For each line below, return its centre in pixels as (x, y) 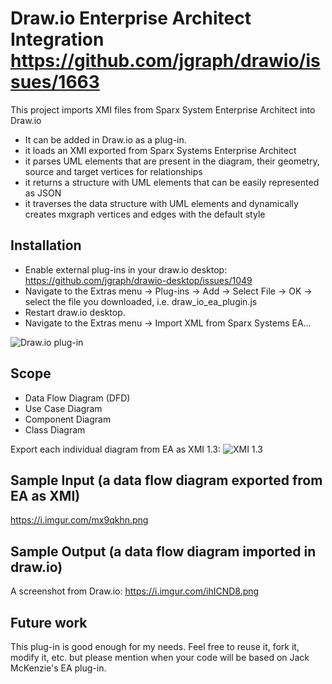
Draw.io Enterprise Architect (131, 18)
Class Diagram (55, 429)
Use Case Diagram (63, 408)
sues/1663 (55, 82)
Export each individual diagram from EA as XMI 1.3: (116, 449)
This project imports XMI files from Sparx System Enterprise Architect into (163, 109)
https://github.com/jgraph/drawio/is (165, 61)
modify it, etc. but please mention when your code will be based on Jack (160, 657)
